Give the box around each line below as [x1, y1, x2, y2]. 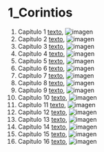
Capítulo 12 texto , [17, 108, 67, 116]
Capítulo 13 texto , [17, 115, 67, 123]
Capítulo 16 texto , [17, 137, 67, 145]
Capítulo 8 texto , [17, 78, 65, 87]
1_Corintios [8, 5, 73, 21]
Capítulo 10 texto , [17, 93, 67, 101]
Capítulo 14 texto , [17, 122, 68, 131]
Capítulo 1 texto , [17, 28, 64, 36]
